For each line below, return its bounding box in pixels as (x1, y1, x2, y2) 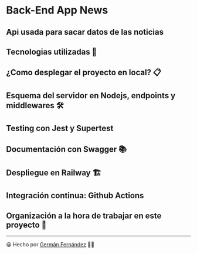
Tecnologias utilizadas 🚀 (6, 46, 97, 56)
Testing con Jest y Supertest (6, 123, 114, 133)
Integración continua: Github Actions (6, 190, 144, 200)
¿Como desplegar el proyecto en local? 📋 (6, 68, 161, 78)
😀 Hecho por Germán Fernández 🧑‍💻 (6, 241, 95, 248)
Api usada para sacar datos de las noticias (6, 27, 164, 37)
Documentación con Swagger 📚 (6, 144, 127, 154)
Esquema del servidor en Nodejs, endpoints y (6, 91, 176, 101)
